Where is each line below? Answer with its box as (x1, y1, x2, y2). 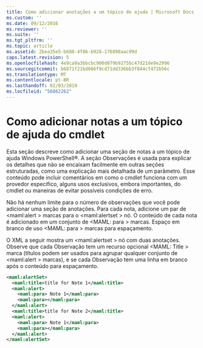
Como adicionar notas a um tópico (6, 115, 183, 129)
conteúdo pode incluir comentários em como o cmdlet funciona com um (6, 173, 187, 181)
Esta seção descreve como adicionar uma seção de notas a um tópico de (6, 148, 190, 155)
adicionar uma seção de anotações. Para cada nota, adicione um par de (6, 205, 187, 212)
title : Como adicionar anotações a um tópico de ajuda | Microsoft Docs (6, 9, 194, 15)
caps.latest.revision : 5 (6, 54, 69, 60)
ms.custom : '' (6, 15, 43, 21)
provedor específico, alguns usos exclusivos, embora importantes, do (6, 180, 181, 187)
